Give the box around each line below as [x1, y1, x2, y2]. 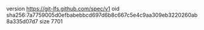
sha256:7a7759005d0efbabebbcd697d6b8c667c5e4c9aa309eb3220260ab [6, 11, 198, 19]
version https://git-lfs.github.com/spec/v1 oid [6, 5, 120, 12]
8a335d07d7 [6, 18, 38, 25]
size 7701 [39, 18, 63, 25]
